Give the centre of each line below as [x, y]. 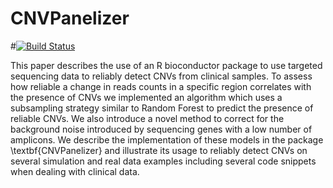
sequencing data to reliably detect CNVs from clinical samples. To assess [161, 76]
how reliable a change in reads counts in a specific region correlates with [161, 86]
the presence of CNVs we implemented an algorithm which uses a [146, 97]
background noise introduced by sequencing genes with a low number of [161, 129]
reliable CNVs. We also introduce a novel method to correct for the [147, 118]
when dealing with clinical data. [75, 171]
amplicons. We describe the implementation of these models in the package [167, 139]
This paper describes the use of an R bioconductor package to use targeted [166, 65]
